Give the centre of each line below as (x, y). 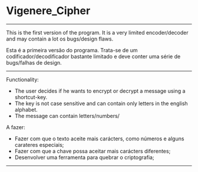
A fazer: (16, 127)
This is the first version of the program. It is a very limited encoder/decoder (97, 32)
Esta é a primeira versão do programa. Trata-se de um (72, 50)
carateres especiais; (39, 144)
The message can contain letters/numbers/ (67, 116)
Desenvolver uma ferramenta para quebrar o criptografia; (84, 157)
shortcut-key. (31, 97)
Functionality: (23, 79)
